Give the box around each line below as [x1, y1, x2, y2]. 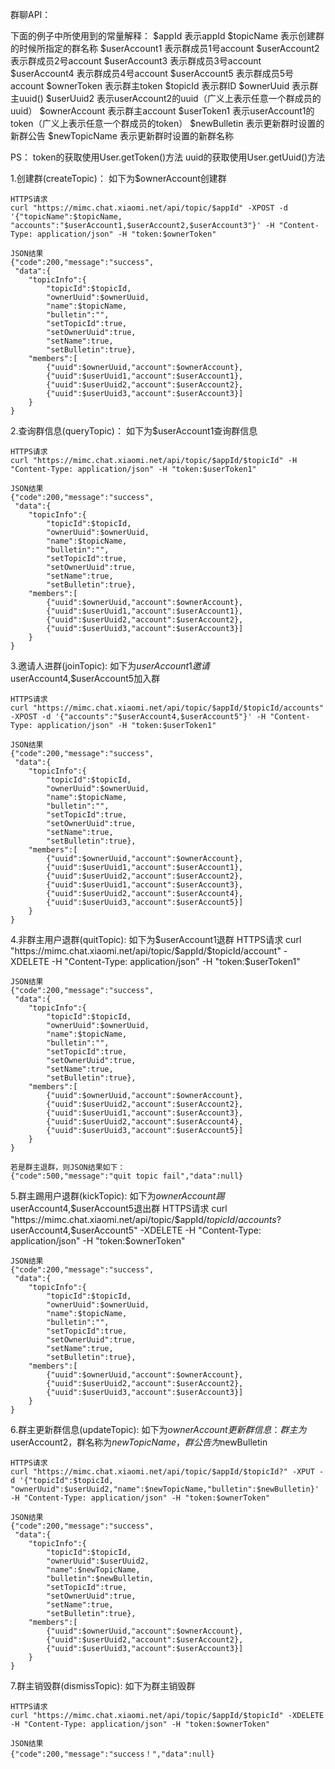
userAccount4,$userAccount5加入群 [10, 673, 161, 684]
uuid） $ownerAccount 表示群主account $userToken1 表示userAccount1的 [10, 105, 315, 117]
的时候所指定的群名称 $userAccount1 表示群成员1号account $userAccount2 [10, 43, 320, 54]
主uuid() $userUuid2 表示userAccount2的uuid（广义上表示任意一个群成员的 [10, 93, 322, 104]
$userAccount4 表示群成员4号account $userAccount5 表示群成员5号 [10, 68, 295, 79]
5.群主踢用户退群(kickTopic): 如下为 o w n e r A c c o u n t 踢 [10, 1190, 225, 1202]
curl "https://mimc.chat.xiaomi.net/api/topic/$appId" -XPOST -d [10, 203, 288, 213]
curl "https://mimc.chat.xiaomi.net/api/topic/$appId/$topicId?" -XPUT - [10, 1467, 325, 1477]
